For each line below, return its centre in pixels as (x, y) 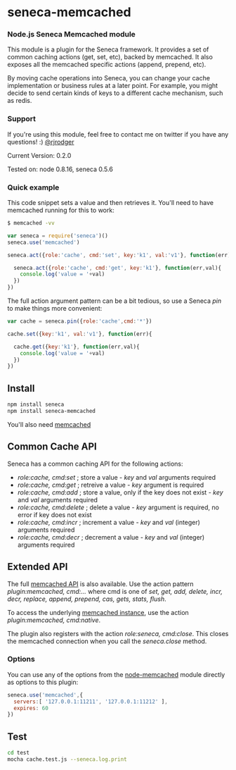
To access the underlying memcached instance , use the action (98, 612)
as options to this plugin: (43, 682)
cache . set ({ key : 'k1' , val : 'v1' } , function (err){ (80, 334)
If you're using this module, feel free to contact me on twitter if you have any (118, 134)
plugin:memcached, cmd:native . (54, 620)
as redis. (20, 101)
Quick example (33, 187)
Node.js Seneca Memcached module (71, 35)
